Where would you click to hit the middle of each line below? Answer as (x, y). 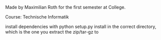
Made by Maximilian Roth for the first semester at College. (65, 7)
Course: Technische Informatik (37, 17)
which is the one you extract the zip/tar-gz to (52, 32)
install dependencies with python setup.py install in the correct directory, (81, 26)
